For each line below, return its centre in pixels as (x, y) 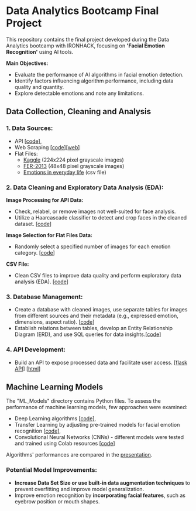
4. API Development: (36, 349)
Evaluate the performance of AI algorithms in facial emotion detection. (99, 74)
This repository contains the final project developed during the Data (88, 39)
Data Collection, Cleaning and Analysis (79, 112)
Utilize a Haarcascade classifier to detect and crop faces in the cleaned (101, 217)
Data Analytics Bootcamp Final (82, 11)
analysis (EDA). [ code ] (42, 282)
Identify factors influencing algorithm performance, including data (94, 81)
